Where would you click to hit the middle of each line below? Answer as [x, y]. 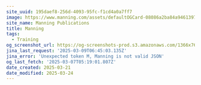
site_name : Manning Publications [48, 23]
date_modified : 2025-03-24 [40, 73]
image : [14, 17]
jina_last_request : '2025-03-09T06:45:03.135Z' [67, 51]
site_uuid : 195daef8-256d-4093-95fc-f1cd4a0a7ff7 [69, 12]
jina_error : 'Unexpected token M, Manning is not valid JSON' [85, 56]
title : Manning [25, 28]
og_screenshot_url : [31, 45]
